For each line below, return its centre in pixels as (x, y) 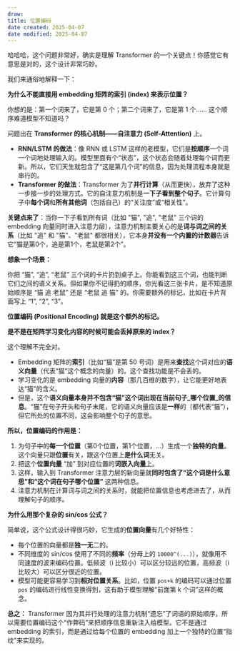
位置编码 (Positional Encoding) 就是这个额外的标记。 (85, 317)
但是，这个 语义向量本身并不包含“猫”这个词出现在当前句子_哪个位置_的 (121, 398)
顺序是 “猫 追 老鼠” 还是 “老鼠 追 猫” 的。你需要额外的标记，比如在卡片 (117, 293)
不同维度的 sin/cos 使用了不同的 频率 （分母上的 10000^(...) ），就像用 (119, 554)
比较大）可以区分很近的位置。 (61, 572)
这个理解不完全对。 (36, 347)
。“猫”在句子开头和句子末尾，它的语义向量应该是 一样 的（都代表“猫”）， (128, 407)
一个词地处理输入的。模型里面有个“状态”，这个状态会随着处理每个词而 (121, 158)
